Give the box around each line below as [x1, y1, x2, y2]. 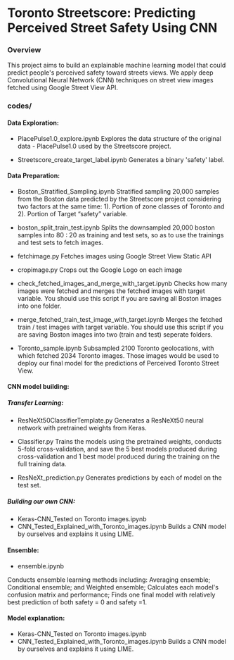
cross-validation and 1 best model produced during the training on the [17, 452, 220, 461]
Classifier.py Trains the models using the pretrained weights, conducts [17, 437, 222, 446]
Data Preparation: [7, 171, 60, 180]
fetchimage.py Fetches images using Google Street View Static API [17, 251, 212, 260]
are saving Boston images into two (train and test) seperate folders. [17, 330, 213, 339]
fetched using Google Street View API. [7, 83, 118, 92]
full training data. [17, 460, 67, 468]
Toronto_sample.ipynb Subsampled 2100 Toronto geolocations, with [17, 344, 214, 352]
